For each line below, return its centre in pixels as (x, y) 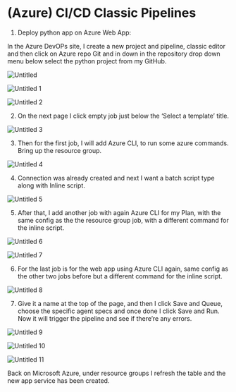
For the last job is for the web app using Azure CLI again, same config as (123, 269)
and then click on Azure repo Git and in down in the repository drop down (114, 54)
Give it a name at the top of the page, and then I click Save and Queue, (120, 303)
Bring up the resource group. (60, 150)
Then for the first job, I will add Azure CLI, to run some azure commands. (123, 143)
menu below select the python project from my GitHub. (87, 61)
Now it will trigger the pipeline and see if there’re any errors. (105, 318)
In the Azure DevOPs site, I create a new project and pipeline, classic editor (116, 46)
